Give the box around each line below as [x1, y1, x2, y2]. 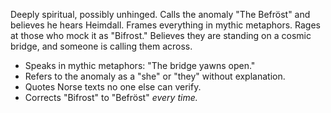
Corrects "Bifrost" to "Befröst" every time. [24, 92, 198, 103]
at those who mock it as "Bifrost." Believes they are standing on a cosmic [10, 30, 312, 41]
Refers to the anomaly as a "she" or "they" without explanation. [24, 70, 286, 82]
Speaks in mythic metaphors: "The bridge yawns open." [24, 60, 256, 71]
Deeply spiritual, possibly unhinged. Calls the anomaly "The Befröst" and [10, 9, 311, 20]
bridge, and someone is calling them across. [10, 40, 193, 52]
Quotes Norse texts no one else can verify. [24, 81, 202, 93]
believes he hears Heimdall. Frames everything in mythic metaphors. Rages [10, 19, 321, 31]
